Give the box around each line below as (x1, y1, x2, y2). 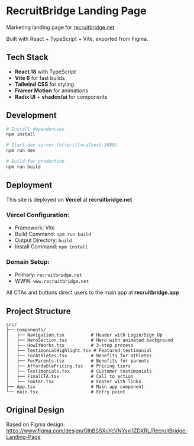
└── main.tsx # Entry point (6, 389, 126, 395)
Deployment (6, 180, 53, 190)
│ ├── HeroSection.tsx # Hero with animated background (6, 337, 173, 344)
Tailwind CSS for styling (14, 80, 75, 88)
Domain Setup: (6, 257, 50, 266)
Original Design (6, 405, 64, 415)
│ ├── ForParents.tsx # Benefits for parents (6, 358, 150, 364)
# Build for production (6, 159, 65, 164)
